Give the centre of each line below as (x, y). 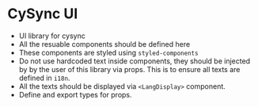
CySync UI (43, 14)
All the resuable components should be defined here (104, 44)
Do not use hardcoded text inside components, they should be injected (135, 61)
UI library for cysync (52, 36)
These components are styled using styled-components (108, 52)
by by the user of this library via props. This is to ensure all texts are (129, 69)
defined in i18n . (44, 78)
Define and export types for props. (75, 94)
